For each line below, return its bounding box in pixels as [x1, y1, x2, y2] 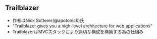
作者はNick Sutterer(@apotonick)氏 [12, 17, 85, 23]
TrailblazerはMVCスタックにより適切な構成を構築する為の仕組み [12, 29, 144, 35]
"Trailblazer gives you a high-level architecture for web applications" [12, 23, 153, 29]
